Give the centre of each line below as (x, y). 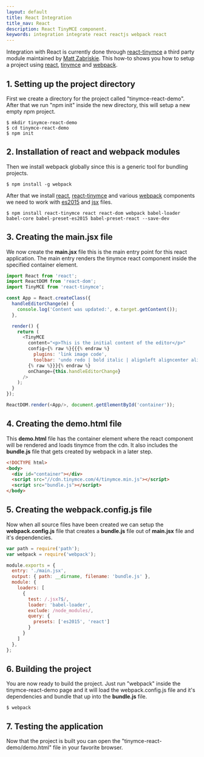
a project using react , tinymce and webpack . (62, 65)
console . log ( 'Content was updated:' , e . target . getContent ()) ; (97, 309)
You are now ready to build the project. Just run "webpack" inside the (93, 684)
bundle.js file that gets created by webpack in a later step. (80, 452)
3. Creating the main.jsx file (60, 237)
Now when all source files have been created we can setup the (85, 525)
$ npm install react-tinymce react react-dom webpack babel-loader (93, 213)
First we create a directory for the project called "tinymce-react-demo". (96, 99)
